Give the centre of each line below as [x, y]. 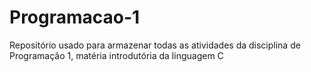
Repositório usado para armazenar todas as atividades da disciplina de [155, 45]
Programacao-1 [75, 17]
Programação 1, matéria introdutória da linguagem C [116, 55]
